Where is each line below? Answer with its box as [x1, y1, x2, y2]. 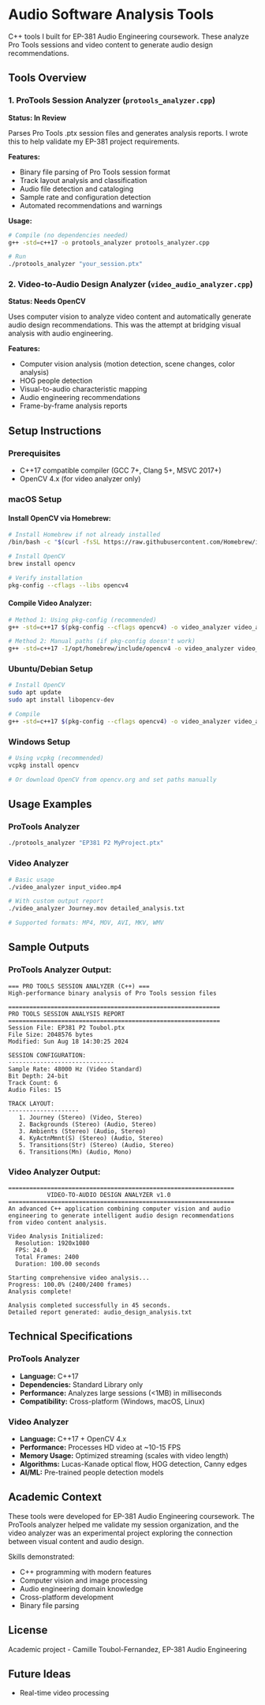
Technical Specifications [8, 1329, 133, 1343]
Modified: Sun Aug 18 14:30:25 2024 [8, 1038, 129, 1045]
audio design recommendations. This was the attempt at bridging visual [8, 320, 241, 330]
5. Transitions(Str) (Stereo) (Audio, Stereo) [18, 1141, 175, 1149]
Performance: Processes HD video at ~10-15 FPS [19, 1442, 181, 1452]
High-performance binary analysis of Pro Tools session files [8, 989, 217, 997]
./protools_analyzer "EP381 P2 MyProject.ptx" [8, 839, 164, 847]
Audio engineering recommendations [19, 393, 140, 402]
